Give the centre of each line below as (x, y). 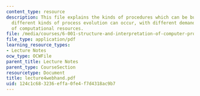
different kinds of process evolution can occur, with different (94, 23)
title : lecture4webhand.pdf (41, 78)
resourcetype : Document (36, 73)
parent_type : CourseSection (41, 67)
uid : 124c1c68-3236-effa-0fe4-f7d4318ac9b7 (61, 84)
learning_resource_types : (38, 45)
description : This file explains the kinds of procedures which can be (97, 17)
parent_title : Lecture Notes (42, 61)
